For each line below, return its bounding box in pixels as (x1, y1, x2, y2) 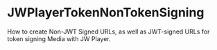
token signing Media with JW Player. (7, 34, 111, 42)
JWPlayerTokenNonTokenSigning (7, 5, 205, 21)
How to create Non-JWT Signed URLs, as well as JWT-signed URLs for (7, 27, 210, 36)
